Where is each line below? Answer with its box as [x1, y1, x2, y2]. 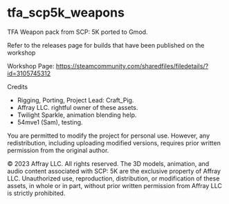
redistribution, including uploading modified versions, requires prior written [7, 138, 221, 147]
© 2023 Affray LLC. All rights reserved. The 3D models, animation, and [7, 159, 210, 167]
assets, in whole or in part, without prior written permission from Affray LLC [7, 181, 223, 189]
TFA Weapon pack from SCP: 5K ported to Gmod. [7, 28, 148, 36]
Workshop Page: [7, 62, 55, 70]
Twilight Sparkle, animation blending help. [17, 111, 137, 119]
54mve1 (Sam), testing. [17, 118, 83, 126]
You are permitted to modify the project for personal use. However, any [7, 131, 210, 140]
